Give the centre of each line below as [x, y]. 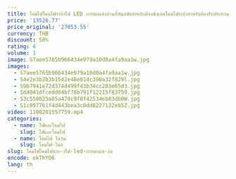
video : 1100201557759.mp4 [45, 112]
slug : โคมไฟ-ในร [42, 145]
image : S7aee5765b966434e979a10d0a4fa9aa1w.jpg [79, 60]
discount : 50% [28, 40]
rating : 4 [22, 47]
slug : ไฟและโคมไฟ [43, 132]
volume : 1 [22, 54]
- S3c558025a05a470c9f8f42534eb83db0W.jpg [77, 99]
